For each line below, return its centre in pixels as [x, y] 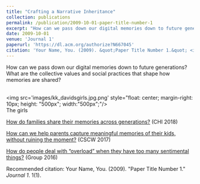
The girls [17, 110]
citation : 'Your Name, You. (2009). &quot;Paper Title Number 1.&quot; [97, 50]
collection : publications [38, 17]
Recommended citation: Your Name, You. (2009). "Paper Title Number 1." [96, 169]
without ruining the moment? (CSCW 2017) [59, 139]
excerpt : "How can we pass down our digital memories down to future [94, 28]
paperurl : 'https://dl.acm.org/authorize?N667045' [70, 45]
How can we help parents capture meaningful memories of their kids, [91, 133]
